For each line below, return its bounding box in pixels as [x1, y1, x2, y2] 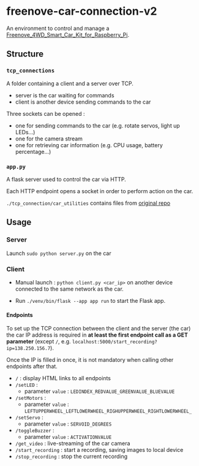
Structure [6, 49, 44, 59]
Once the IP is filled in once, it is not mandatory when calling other [6, 356, 174, 364]
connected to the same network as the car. [15, 285, 124, 292]
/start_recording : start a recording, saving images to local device [15, 446, 184, 454]
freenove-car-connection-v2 [6, 4, 157, 18]
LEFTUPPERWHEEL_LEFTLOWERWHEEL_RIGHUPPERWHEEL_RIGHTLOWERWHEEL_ [24, 408, 192, 414]
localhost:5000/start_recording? [72, 339, 158, 345]
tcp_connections [6, 67, 55, 74]
